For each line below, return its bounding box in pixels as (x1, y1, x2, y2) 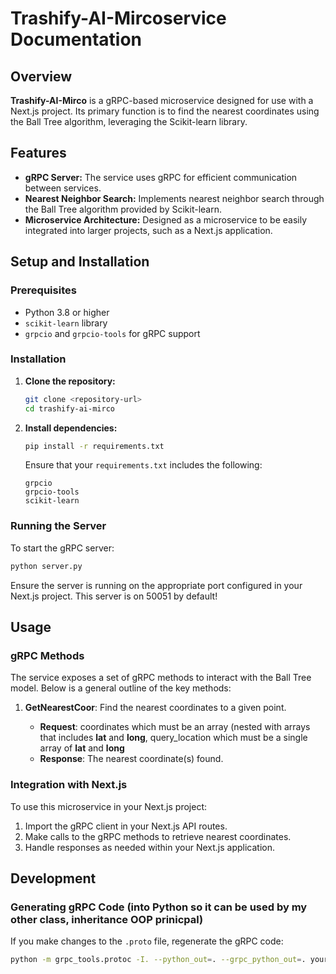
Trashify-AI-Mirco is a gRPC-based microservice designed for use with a (10, 95, 314, 106)
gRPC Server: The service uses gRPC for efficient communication (24, 171, 298, 183)
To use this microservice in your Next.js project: (10, 800, 207, 812)
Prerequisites (10, 283, 77, 297)
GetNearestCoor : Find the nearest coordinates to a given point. (24, 702, 287, 714)
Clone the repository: (24, 375, 116, 387)
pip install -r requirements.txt (24, 441, 165, 451)
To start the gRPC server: (10, 542, 115, 554)
